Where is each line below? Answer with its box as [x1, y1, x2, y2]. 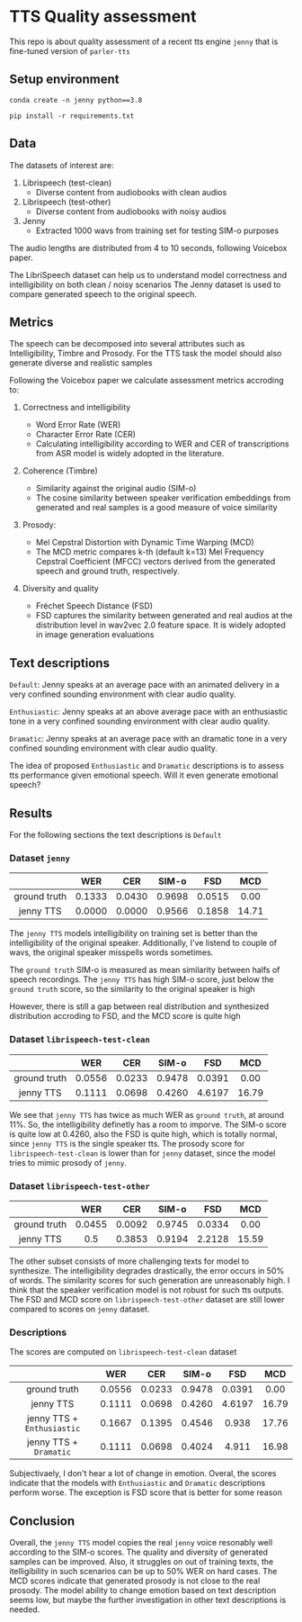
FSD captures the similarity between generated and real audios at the [35, 610, 294, 621]
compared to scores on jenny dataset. [9, 1303, 150, 1314]
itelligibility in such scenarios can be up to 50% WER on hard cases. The [9, 1566, 278, 1576]
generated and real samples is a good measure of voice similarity [35, 502, 278, 513]
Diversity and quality [22, 583, 99, 594]
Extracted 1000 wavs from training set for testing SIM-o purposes [35, 225, 280, 236]
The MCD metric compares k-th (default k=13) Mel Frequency [35, 546, 264, 557]
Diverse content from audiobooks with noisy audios [35, 205, 227, 217]
